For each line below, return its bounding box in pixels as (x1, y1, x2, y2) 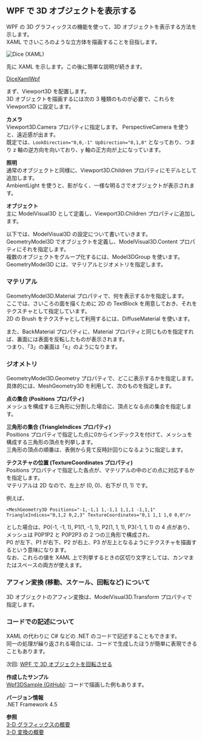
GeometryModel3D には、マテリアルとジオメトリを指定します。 (6, 261, 167, 268)
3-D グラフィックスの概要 (6, 721, 71, 728)
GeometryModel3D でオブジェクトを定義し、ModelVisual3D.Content (6, 237, 178, 245)
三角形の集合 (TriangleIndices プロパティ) (6, 423, 111, 431)
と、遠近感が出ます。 (6, 131, 59, 138)
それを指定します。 (21, 245, 70, 253)
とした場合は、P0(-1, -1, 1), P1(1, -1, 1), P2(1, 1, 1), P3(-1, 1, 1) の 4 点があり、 (6, 524, 193, 531)
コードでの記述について (6, 617, 75, 626)
